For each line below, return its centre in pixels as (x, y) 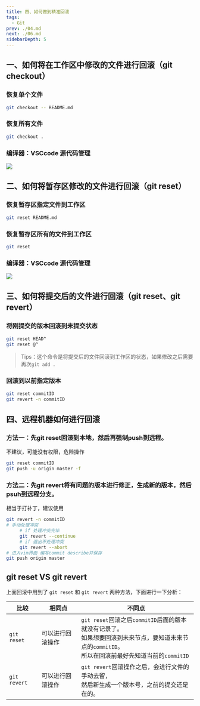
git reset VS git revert (47, 577)
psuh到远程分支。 (32, 494)
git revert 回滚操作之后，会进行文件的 (135, 667)
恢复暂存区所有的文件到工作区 (49, 234)
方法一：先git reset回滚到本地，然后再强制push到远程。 (87, 437)
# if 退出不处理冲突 (42, 542)
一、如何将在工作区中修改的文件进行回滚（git (89, 65)
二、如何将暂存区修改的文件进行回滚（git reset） (96, 186)
